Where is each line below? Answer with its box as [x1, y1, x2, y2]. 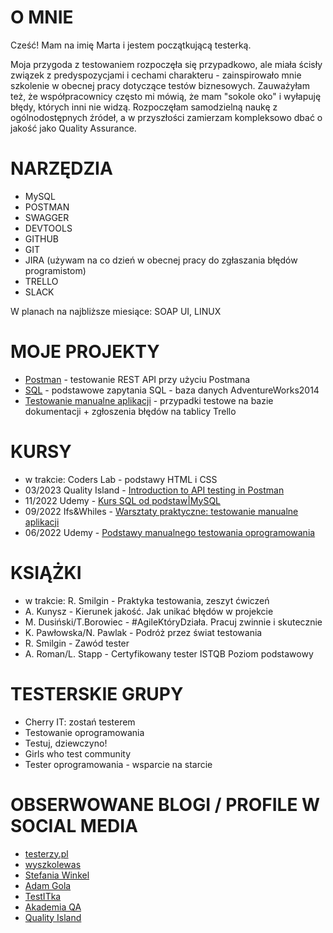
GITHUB [24, 232, 60, 245]
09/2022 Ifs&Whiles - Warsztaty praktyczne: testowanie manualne [24, 505, 299, 517]
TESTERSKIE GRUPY [10, 682, 184, 705]
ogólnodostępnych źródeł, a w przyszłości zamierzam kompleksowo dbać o [10, 111, 323, 123]
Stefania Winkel [24, 869, 90, 881]
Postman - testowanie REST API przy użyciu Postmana [24, 373, 251, 385]
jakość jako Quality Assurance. [10, 122, 137, 134]
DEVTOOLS [24, 222, 73, 234]
